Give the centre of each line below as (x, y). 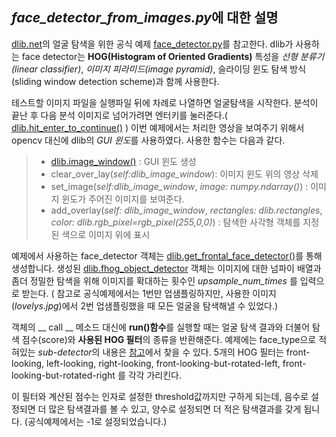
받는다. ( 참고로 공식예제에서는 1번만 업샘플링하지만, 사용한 (136, 293)
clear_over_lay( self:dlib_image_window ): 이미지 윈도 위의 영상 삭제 (184, 174)
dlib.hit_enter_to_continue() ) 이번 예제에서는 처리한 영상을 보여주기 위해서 (158, 127)
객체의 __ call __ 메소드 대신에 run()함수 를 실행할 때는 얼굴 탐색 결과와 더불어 (161, 327)
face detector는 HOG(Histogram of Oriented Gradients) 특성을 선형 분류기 (173, 56)
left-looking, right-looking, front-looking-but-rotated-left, (163, 363)
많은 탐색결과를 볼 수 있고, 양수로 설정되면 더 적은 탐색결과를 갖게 (175, 409)
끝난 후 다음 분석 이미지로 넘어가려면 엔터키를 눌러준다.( (119, 115)
